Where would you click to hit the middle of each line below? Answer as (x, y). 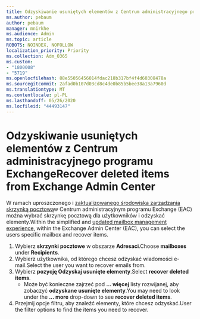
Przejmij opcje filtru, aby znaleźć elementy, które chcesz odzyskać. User (103, 303)
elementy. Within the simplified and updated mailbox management (87, 222)
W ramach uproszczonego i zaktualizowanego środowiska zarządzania (93, 203)
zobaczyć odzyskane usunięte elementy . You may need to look (102, 291)
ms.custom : (20, 62)
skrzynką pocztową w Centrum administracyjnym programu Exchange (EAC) (99, 209)
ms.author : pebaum (29, 17)
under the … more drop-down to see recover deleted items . (98, 297)
